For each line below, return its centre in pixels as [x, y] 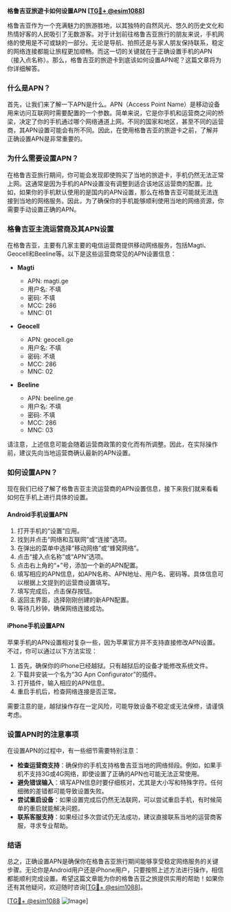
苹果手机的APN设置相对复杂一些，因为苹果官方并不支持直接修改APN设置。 [113, 642]
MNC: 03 [40, 429]
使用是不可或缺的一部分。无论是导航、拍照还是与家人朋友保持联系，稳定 [121, 43]
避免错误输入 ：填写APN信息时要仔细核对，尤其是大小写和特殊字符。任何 [120, 782]
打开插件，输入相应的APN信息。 [63, 682]
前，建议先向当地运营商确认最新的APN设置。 [71, 453]
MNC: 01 [40, 312]
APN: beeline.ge [50, 398]
